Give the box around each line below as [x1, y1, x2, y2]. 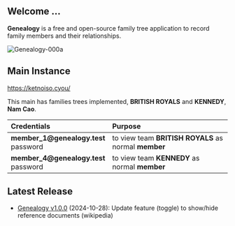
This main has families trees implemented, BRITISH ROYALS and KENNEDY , [7, 97, 227, 105]
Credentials [10, 121, 50, 131]
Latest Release [7, 186, 73, 197]
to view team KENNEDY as [111, 153, 200, 163]
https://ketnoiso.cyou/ [7, 84, 71, 92]
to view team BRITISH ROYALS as [111, 133, 224, 142]
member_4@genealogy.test [10, 153, 106, 163]
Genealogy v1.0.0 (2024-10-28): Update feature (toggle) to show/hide [17, 204, 219, 212]
